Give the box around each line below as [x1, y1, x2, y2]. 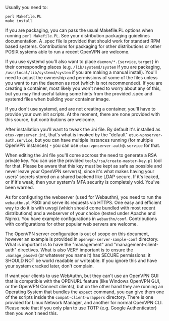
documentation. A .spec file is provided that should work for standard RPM [5, 38, 160, 44]
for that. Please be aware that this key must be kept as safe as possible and [5, 163, 162, 169]
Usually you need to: [5, 5, 48, 10]
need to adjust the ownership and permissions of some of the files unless [5, 75, 158, 80]
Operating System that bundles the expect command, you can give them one [5, 289, 164, 295]
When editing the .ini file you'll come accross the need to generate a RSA [5, 152, 157, 158]
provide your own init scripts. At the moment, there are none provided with [5, 111, 160, 117]
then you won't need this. [5, 310, 58, 316]
